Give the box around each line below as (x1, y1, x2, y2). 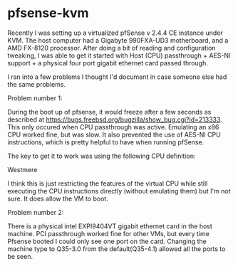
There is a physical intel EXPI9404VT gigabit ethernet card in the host (7, 222, 212, 230)
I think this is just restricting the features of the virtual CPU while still (7, 179, 208, 188)
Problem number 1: (7, 94, 63, 102)
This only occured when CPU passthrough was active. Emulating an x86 (7, 122, 219, 131)
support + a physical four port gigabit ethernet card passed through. (7, 58, 209, 67)
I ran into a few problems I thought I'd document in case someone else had (7, 73, 227, 81)
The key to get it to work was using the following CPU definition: (7, 151, 196, 160)
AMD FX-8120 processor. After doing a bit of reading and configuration (7, 43, 216, 52)
